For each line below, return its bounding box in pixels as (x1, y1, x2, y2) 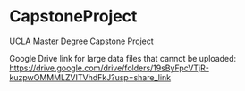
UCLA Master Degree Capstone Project (9, 36, 154, 46)
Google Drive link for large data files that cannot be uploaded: (9, 53, 237, 63)
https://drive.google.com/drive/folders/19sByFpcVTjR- (9, 62, 210, 73)
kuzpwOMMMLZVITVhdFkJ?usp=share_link (9, 71, 172, 82)
